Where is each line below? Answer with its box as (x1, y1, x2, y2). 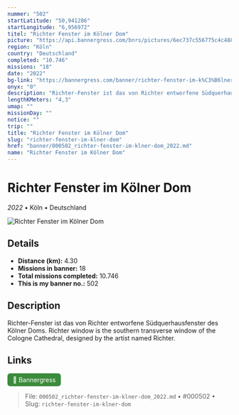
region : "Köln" (7, 43, 53, 50)
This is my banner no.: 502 (17, 279, 99, 288)
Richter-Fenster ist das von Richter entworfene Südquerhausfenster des (7, 318, 218, 327)
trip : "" (7, 122, 33, 130)
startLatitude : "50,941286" (7, 17, 91, 24)
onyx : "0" (7, 83, 37, 90)
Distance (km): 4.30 (17, 257, 78, 265)
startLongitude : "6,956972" (7, 23, 91, 31)
